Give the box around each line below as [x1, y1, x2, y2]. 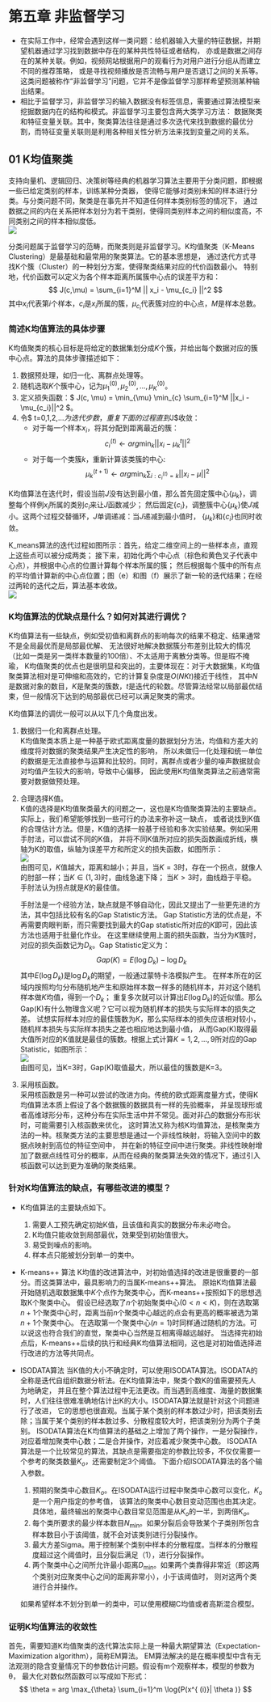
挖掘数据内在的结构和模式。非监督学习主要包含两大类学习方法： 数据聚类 [19, 106, 263, 116]
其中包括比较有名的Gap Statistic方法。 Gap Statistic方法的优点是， [34, 910, 256, 920]
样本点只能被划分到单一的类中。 [31, 1250, 139, 1260]
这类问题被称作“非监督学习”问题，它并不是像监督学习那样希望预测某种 [19, 76, 253, 86]
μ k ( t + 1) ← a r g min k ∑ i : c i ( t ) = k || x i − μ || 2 [85, 467, 210, 481]
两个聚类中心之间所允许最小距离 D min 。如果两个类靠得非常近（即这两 [31, 1560, 260, 1572]
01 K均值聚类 [8, 153, 73, 167]
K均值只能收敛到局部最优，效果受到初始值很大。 [31, 1230, 193, 1239]
